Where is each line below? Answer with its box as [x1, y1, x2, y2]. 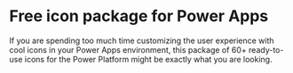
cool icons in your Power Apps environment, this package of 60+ [9, 44, 247, 55]
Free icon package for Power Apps [9, 6, 269, 26]
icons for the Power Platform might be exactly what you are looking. [24, 54, 273, 64]
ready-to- [248, 44, 284, 55]
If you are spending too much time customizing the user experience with [9, 35, 274, 46]
